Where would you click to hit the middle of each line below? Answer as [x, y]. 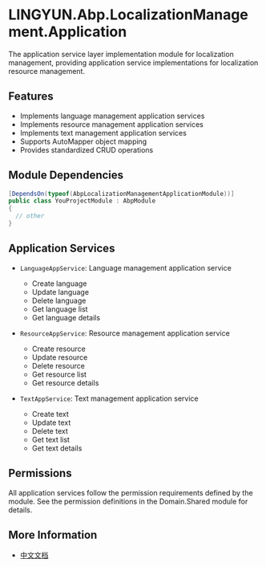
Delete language [59, 300]
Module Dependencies [66, 175]
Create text [50, 414]
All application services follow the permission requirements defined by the [131, 492]
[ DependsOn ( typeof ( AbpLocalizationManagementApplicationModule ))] [121, 194]
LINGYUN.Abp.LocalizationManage [128, 15]
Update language [60, 292]
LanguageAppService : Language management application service [126, 267]
